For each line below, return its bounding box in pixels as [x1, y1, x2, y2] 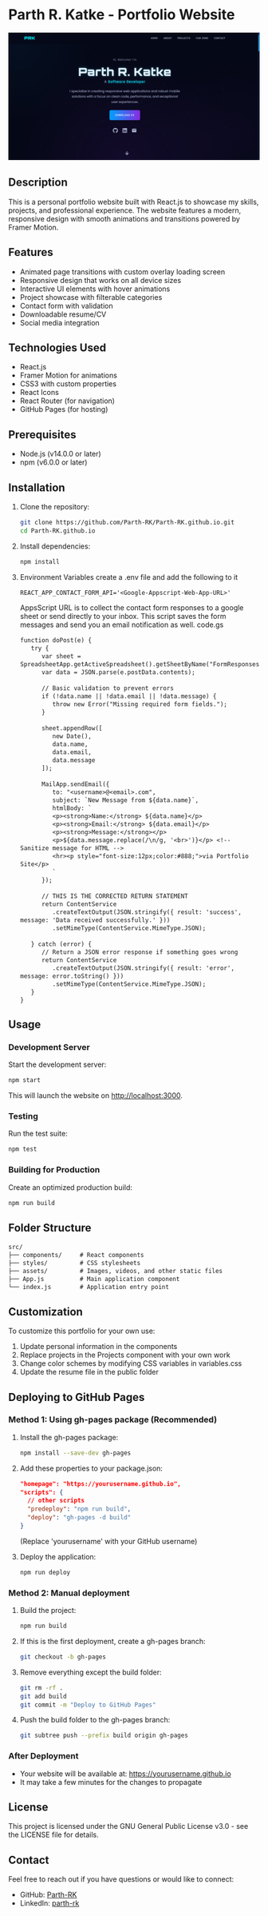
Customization [8, 1305, 84, 1319]
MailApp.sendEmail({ [41, 780, 110, 788]
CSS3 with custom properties [19, 379, 117, 389]
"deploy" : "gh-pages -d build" [27, 1514, 132, 1522]
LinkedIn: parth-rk [19, 1898, 80, 1908]
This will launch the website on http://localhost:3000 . [8, 1091, 183, 1100]
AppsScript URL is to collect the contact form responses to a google [19, 602, 244, 613]
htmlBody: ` [52, 804, 92, 812]
